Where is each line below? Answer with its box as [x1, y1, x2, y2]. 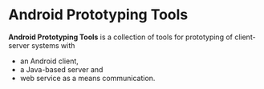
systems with [31, 40, 75, 50]
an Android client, [19, 56, 79, 66]
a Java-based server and [19, 64, 104, 74]
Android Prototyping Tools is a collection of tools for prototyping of [8, 32, 233, 42]
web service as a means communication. [19, 73, 156, 83]
